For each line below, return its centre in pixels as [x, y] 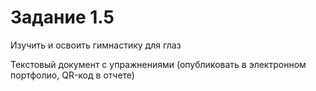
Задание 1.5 [62, 17]
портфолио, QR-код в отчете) [72, 75]
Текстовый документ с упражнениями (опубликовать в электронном [158, 64]
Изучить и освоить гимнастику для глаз [96, 45]
